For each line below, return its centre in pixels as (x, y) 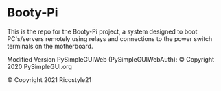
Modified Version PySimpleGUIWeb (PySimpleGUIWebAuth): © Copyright (111, 59)
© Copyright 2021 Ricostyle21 (49, 79)
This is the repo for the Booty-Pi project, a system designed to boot (102, 31)
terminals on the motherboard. (50, 46)
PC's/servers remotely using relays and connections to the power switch (110, 38)
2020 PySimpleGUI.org (39, 66)
